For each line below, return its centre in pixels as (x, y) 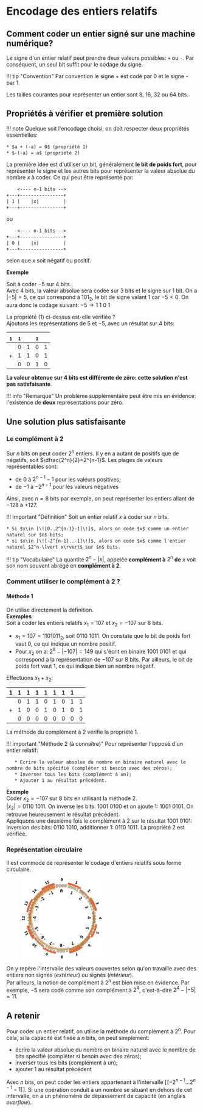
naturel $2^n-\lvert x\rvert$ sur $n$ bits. (64, 547)
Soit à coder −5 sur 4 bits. (39, 284)
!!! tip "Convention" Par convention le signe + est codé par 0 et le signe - (97, 76)
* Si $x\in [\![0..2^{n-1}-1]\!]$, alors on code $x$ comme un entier (98, 529)
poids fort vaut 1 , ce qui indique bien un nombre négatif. (85, 666)
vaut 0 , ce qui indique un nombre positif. (66, 644)
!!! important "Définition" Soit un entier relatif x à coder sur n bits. (88, 516)
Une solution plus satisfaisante (66, 421)
